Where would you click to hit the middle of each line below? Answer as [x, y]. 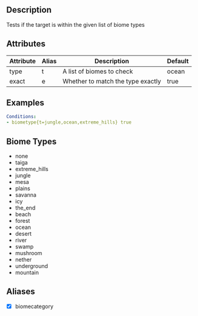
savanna [26, 195]
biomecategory [34, 306]
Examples [25, 103]
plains [22, 188]
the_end [25, 208]
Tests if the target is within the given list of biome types [76, 24]
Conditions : [21, 117]
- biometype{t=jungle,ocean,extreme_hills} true [69, 122]
